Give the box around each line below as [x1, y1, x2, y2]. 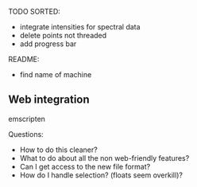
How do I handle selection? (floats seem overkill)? [19, 170, 183, 180]
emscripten [8, 114, 46, 123]
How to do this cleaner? [19, 145, 98, 154]
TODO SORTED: [8, 7, 61, 16]
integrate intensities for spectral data [19, 22, 141, 31]
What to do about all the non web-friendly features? [19, 153, 190, 162]
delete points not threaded [19, 31, 107, 40]
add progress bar [19, 39, 77, 49]
